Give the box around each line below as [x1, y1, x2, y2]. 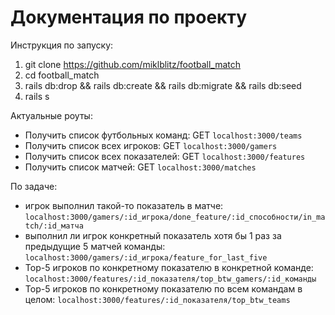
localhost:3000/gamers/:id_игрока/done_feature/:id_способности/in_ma [24, 212, 326, 222]
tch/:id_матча [24, 221, 84, 231]
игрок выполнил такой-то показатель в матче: [24, 199, 224, 211]
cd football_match [24, 69, 100, 81]
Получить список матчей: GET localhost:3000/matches [24, 161, 257, 173]
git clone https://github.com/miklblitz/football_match [24, 58, 242, 70]
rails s [24, 90, 50, 102]
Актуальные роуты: [10, 109, 93, 121]
